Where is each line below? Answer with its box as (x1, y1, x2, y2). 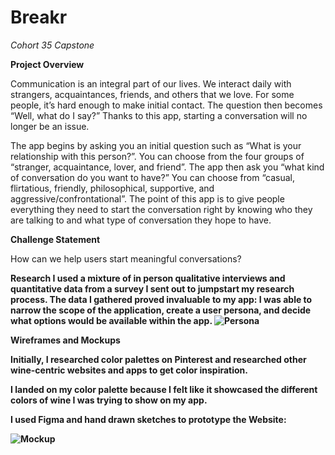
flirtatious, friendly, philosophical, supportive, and (10, 182, 215, 194)
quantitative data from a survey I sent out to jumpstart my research (10, 282, 295, 295)
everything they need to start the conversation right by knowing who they (10, 203, 313, 215)
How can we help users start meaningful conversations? (10, 252, 242, 265)
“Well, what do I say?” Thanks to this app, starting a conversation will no (10, 109, 308, 121)
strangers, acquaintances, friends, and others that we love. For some (10, 88, 295, 100)
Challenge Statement (10, 233, 101, 245)
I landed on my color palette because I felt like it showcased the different (10, 383, 318, 395)
